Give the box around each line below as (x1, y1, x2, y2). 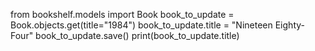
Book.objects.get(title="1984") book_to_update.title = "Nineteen (10, 19, 273, 31)
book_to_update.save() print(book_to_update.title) (35, 30, 240, 41)
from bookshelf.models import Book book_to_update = (10, 9, 235, 20)
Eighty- (274, 19, 305, 31)
